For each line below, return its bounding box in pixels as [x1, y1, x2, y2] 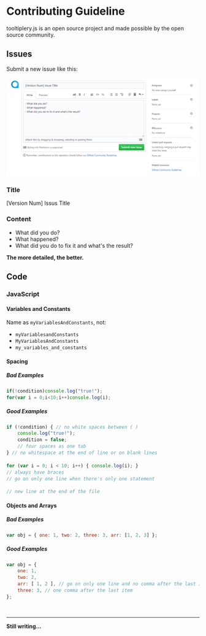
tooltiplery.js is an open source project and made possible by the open [6, 25, 184, 32]
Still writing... [6, 623, 42, 630]
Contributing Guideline [6, 4, 126, 18]
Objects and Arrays [6, 502, 57, 509]
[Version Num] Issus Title [6, 199, 71, 207]
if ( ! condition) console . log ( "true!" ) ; [6, 388, 103, 394]
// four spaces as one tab [17, 443, 86, 450]
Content [6, 215, 32, 223]
